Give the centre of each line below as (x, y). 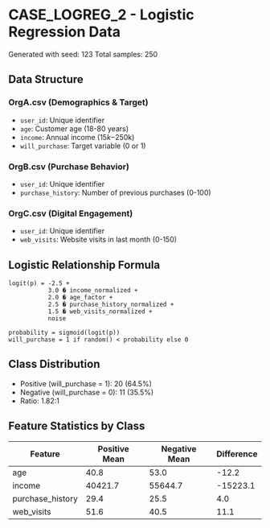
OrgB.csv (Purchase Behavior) (69, 167)
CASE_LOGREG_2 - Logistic (101, 15)
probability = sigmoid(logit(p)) (64, 333)
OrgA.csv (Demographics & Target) (78, 102)
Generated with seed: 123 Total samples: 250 (83, 54)
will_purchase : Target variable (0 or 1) (83, 146)
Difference (237, 454)
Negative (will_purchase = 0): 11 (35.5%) (87, 392)
